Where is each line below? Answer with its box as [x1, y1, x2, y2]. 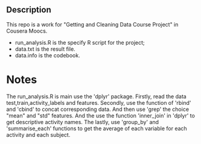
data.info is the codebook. [14, 51, 80, 59]
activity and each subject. [6, 131, 71, 138]
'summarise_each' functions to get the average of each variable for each [6, 125, 187, 132]
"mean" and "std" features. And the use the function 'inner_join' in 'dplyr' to [6, 111, 195, 119]
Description [6, 5, 51, 15]
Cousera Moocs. [6, 27, 48, 34]
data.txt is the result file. [14, 45, 75, 52]
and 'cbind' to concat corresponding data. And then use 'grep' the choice [6, 105, 189, 113]
